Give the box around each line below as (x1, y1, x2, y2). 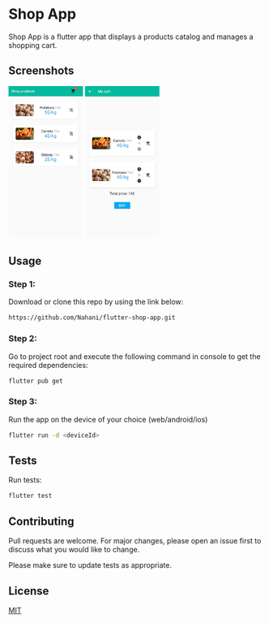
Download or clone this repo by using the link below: (8, 297, 184, 307)
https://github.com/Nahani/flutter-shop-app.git (8, 314, 176, 322)
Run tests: (8, 475, 42, 485)
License (8, 584, 49, 598)
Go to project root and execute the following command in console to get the (8, 351, 261, 361)
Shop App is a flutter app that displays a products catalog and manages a (8, 32, 254, 41)
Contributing (8, 514, 75, 528)
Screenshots (8, 64, 75, 78)
